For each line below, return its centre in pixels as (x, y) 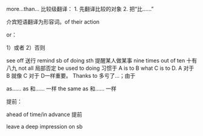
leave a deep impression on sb (45, 127)
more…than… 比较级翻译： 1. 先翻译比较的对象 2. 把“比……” (80, 9)
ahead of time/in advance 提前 (44, 114)
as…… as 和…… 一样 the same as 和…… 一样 (62, 89)
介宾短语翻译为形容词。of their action (53, 22)
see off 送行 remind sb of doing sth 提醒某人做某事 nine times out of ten (96, 60)
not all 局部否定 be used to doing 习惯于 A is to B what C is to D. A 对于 (106, 68)
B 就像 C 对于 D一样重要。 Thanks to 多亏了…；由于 (71, 76)
